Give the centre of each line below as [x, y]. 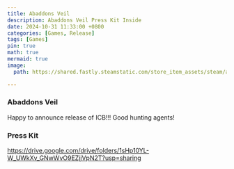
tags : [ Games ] [28, 40]
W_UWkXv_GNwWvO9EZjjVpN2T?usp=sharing [74, 158]
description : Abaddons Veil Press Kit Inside [74, 20]
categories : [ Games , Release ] [51, 33]
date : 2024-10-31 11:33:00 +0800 [56, 26]
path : [22, 72]
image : [17, 65]
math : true [23, 53]
